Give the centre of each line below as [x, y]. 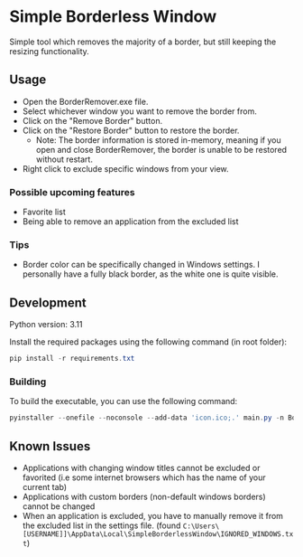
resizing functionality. [50, 51]
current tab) [45, 487]
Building [28, 382]
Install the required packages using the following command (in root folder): [148, 342]
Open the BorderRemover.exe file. [85, 101]
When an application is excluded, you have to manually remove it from [153, 516]
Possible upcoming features [72, 192]
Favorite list [44, 212]
